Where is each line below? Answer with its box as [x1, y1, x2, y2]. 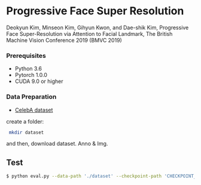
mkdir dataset [8, 129, 44, 135]
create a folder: [6, 118, 44, 125]
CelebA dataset [14, 106, 53, 113]
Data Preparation [6, 92, 57, 101]
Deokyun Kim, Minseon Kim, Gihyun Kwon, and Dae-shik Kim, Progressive [6, 24, 189, 31]
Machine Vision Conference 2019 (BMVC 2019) [6, 36, 123, 44]
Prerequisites [6, 51, 46, 60]
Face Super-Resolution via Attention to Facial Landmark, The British [6, 30, 173, 37]
